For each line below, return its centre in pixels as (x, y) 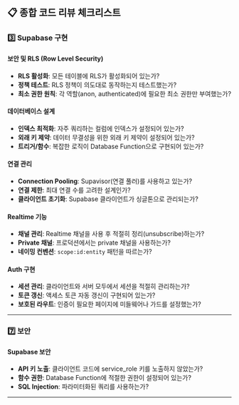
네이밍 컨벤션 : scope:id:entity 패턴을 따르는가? (85, 252)
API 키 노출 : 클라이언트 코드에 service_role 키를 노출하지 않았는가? (110, 369)
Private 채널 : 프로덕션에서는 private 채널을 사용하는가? (94, 243)
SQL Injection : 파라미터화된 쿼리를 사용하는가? (83, 386)
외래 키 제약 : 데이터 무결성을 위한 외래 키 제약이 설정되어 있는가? (106, 137)
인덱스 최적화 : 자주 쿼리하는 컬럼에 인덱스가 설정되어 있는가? (101, 128)
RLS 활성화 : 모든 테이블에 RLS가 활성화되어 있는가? (89, 76)
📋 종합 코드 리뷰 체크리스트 (64, 13)
